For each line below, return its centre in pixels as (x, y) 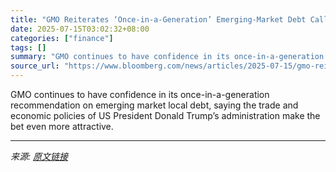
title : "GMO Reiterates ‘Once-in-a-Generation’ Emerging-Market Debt (158, 19)
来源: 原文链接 (39, 156)
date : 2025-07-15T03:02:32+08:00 (80, 29)
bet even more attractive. (62, 126)
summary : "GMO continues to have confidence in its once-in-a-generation (167, 57)
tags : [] (28, 47)
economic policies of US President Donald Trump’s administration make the (165, 115)
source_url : (35, 66)
